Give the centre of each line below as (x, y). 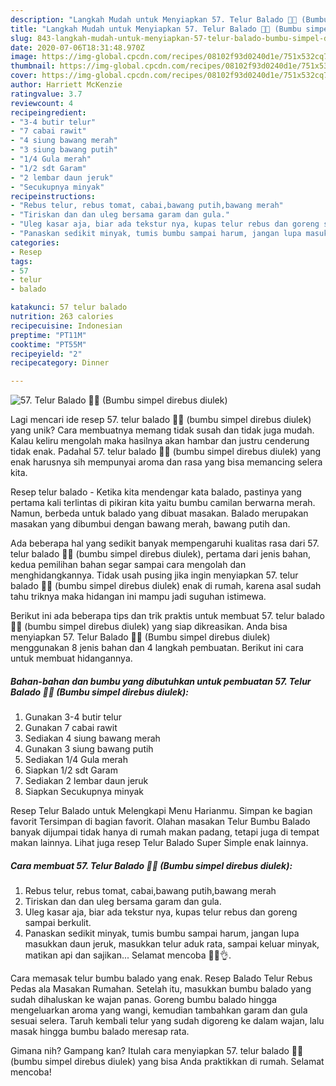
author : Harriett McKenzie (66, 85)
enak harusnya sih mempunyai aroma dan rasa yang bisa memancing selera (166, 462)
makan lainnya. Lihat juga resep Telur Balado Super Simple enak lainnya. (159, 843)
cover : (24, 76)
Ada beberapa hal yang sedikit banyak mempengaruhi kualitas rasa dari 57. (165, 543)
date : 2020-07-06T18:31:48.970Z (77, 47)
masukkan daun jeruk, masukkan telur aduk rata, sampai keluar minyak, (172, 944)
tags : (21, 261)
